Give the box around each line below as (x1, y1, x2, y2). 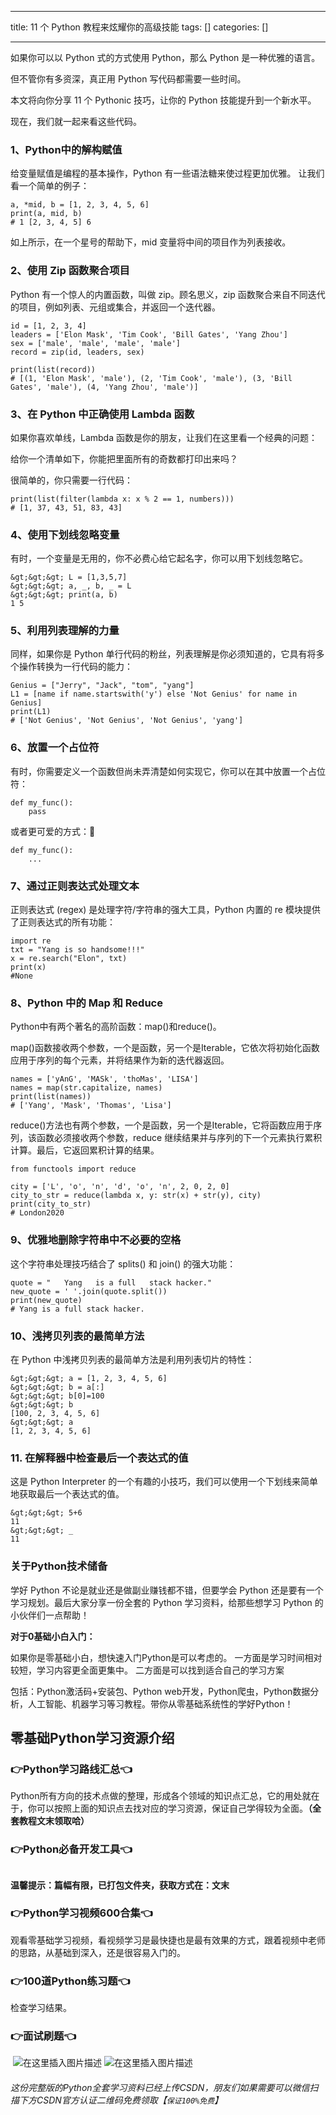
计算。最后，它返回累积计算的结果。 (10, 1144, 160, 1156)
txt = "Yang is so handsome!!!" (10, 945, 145, 955)
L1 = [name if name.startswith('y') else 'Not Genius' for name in (10, 689, 298, 700)
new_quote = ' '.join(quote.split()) (10, 1286, 168, 1296)
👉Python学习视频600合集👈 (10, 1906, 153, 1920)
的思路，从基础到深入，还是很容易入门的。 (10, 1946, 186, 1958)
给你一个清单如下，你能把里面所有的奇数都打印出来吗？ (10, 452, 238, 465)
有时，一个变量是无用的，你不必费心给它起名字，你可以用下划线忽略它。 (10, 552, 308, 565)
